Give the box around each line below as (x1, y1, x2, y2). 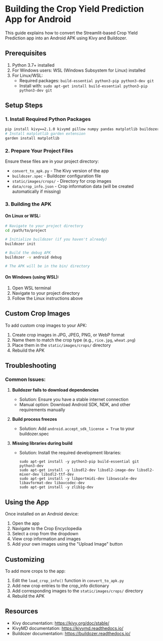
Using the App (5, 498, 49, 506)
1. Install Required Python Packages (5, 116, 91, 123)
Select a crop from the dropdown (12, 531, 79, 537)
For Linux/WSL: (12, 72, 43, 78)
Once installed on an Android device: (5, 511, 79, 517)
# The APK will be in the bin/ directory (5, 264, 90, 268)
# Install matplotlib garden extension (5, 132, 86, 136)
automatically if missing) (12, 189, 61, 194)
